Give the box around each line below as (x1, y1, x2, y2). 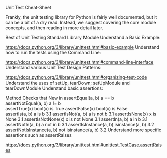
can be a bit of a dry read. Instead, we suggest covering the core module (5, 20, 156, 25)
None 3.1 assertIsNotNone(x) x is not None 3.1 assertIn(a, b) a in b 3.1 (5, 116, 148, 122)
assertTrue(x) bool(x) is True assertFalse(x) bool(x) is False (5, 106, 128, 111)
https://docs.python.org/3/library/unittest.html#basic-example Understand (5, 44, 160, 50)
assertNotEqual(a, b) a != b (5, 100, 61, 106)
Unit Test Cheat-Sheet (5, 5, 52, 10)
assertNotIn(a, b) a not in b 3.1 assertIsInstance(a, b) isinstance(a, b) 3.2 (5, 122, 154, 127)
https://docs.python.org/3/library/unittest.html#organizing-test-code (5, 74, 147, 80)
